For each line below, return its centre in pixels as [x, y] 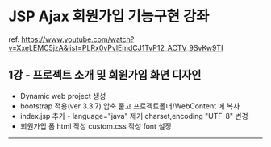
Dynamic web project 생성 [63, 96]
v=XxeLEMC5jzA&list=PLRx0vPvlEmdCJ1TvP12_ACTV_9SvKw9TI [116, 47]
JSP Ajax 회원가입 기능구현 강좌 [109, 16]
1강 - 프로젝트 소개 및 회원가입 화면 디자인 [105, 75]
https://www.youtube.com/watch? [78, 39]
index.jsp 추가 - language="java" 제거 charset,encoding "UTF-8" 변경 [134, 116]
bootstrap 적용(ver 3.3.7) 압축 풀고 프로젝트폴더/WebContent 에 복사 [130, 106]
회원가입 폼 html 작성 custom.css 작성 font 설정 [96, 126]
